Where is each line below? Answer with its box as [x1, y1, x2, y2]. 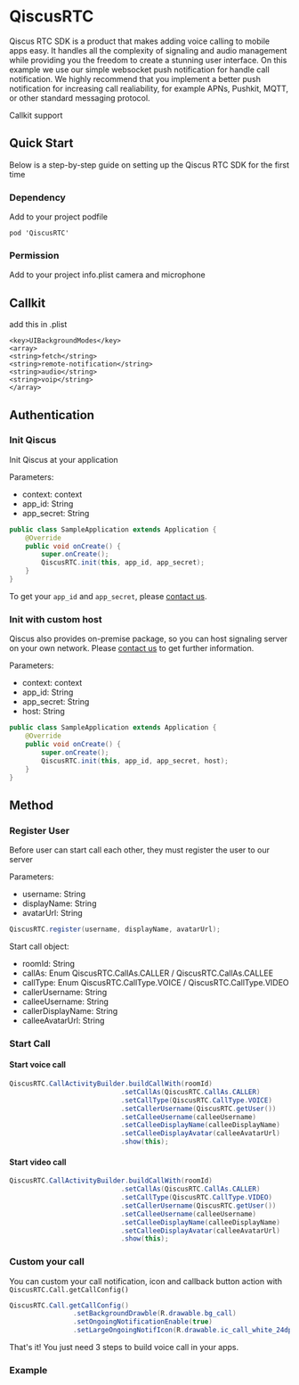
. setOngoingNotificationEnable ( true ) [72, 1317, 214, 1326]
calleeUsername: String [21, 996, 109, 1007]
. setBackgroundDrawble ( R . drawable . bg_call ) [72, 1309, 238, 1318]
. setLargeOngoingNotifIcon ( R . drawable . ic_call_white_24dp [72, 1326, 293, 1335]
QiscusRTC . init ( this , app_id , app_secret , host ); [41, 756, 229, 765]
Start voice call [9, 1059, 67, 1070]
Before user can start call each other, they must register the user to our [9, 845, 270, 855]
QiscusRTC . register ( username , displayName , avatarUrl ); [9, 925, 221, 934]
